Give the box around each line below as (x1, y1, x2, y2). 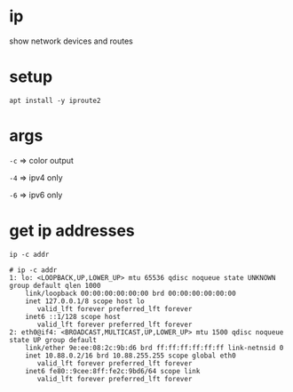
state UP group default (9, 335, 98, 344)
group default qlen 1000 (9, 281, 101, 290)
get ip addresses (9, 220, 135, 241)
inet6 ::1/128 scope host (25, 312, 122, 321)
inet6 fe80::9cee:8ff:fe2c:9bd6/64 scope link (25, 366, 201, 375)
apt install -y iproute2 (9, 96, 101, 105)
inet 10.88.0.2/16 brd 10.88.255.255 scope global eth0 (25, 351, 237, 360)
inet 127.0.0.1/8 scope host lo (25, 296, 145, 306)
